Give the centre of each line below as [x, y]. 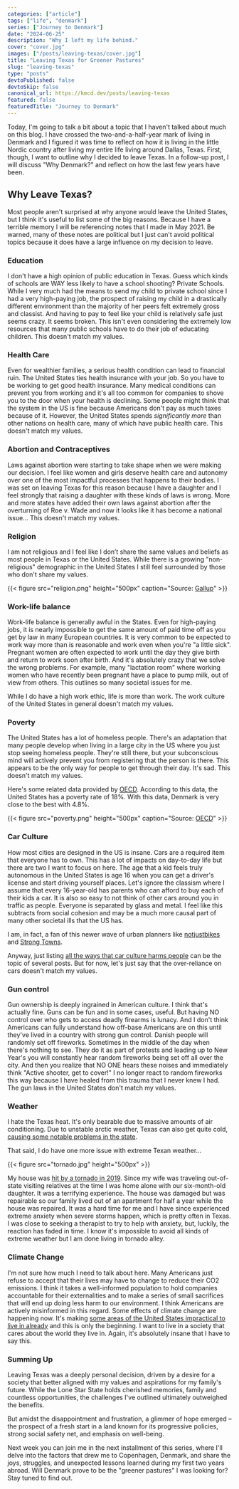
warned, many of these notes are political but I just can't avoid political [111, 234]
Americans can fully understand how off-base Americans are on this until [115, 1027]
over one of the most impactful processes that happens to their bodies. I [113, 480]
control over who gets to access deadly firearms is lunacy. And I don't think [118, 1020]
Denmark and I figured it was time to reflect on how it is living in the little [113, 142]
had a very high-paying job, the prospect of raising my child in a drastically [117, 298]
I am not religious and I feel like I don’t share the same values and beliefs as [118, 552]
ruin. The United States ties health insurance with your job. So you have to [116, 378]
